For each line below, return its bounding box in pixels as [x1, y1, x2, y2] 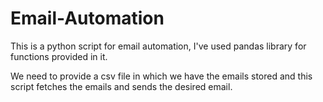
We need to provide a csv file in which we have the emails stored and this [10, 70, 313, 82]
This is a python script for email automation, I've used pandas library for [10, 40, 307, 52]
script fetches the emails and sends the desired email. [10, 80, 233, 92]
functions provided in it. [10, 50, 108, 62]
